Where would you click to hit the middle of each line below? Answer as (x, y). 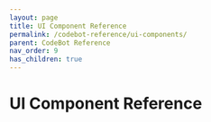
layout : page (34, 17)
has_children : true (46, 59)
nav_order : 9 (34, 51)
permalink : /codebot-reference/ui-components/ (98, 34)
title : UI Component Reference (68, 26)
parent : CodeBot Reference (60, 43)
